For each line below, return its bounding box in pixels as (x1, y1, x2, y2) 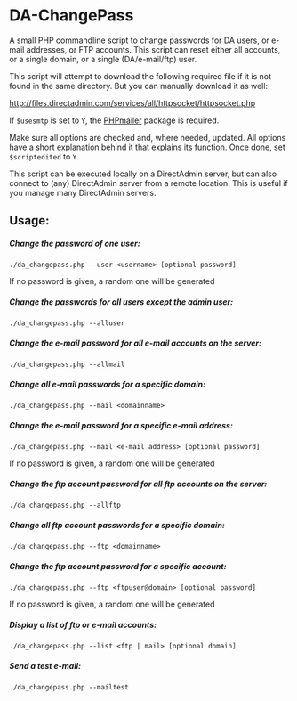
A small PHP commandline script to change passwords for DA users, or (9, 35, 269, 45)
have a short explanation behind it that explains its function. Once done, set (9, 142, 286, 152)
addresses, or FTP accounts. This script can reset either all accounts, (26, 44, 281, 54)
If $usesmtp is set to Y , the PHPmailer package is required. (9, 115, 220, 126)
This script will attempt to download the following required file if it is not (9, 70, 272, 81)
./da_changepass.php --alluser (9, 319, 125, 328)
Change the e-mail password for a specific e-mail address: (9, 420, 234, 430)
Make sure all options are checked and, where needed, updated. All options (9, 132, 286, 143)
